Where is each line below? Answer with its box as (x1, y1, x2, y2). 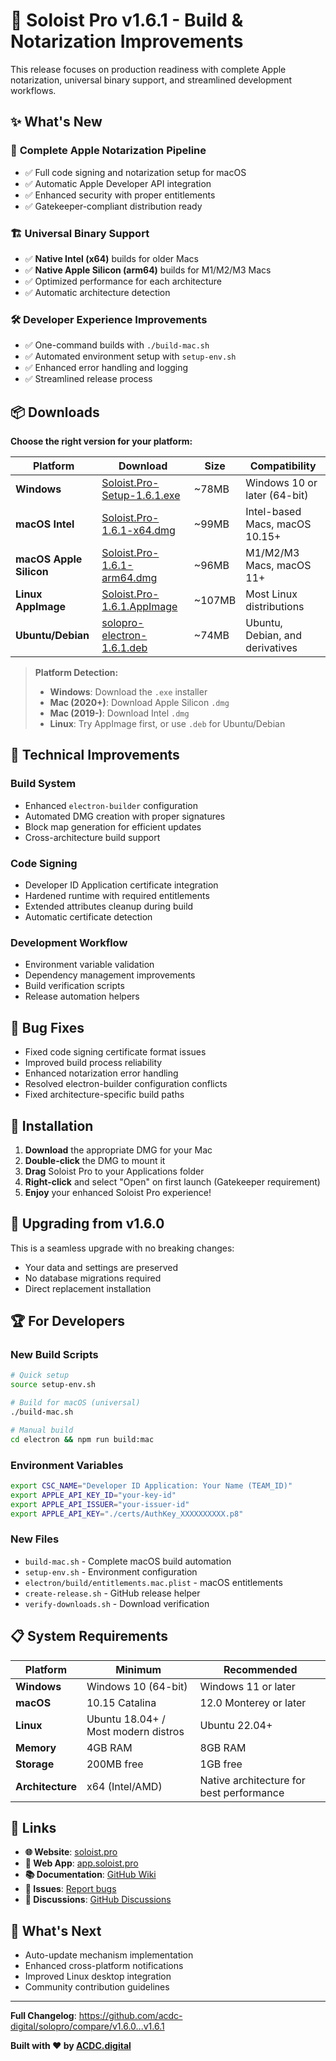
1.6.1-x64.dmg (101, 524, 176, 538)
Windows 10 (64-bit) (86, 1679, 188, 1693)
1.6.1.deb (101, 641, 148, 655)
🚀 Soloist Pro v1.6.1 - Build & (10, 9, 244, 32)
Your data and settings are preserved (24, 1261, 179, 1273)
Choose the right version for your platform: (10, 435, 193, 448)
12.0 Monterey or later (199, 1695, 307, 1709)
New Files (10, 1532, 60, 1546)
